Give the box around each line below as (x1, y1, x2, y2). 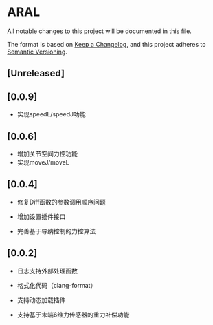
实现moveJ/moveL (16, 158, 70, 166)
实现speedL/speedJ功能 (16, 110, 86, 118)
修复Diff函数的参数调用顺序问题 (16, 198, 106, 206)
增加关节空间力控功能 (16, 149, 78, 158)
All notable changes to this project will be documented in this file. (7, 27, 192, 35)
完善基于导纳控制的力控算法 (16, 227, 96, 235)
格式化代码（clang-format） (16, 281, 97, 289)
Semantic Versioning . (7, 48, 67, 56)
